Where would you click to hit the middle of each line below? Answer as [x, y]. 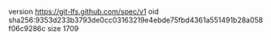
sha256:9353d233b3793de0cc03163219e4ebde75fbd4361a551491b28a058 [136, 20]
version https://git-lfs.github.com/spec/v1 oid [84, 12]
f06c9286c [27, 28]
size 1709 [63, 28]
